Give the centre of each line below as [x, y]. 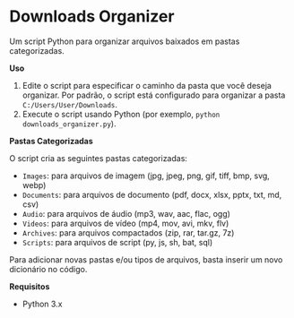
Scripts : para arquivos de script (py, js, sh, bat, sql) [117, 242]
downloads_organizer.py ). [69, 124]
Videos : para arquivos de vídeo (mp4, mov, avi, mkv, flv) [125, 223]
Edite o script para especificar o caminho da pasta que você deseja [147, 85]
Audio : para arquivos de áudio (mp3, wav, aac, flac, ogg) [126, 213]
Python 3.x [42, 304]
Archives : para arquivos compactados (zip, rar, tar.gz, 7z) [128, 232]
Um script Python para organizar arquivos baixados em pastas [125, 41]
